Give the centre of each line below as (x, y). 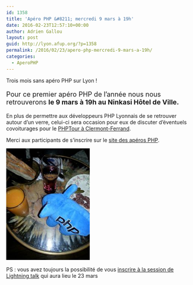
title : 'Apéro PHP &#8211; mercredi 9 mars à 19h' (70, 19)
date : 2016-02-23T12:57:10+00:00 (48, 25)
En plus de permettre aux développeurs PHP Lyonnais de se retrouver (91, 115)
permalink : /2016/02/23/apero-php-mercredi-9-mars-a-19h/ (79, 51)
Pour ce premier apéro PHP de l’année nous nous (84, 94)
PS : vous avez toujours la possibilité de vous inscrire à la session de (90, 269)
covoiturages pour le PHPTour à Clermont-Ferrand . (69, 129)
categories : (21, 57)
